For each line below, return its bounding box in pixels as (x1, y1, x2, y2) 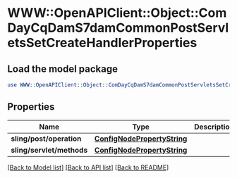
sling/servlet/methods (11, 145, 88, 155)
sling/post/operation (11, 134, 82, 144)
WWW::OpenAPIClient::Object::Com (7, 5, 227, 21)
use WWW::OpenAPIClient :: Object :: (7, 82, 109, 89)
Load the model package (7, 63, 119, 75)
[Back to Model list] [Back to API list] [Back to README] (7, 163, 169, 172)
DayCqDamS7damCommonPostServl (7, 20, 229, 36)
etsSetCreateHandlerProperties (7, 35, 197, 51)
